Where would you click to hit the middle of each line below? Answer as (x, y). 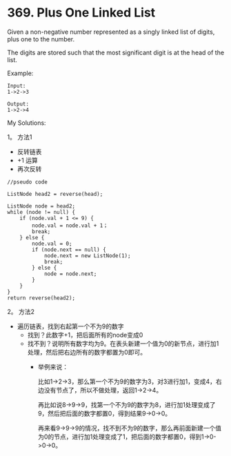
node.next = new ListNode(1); (87, 256)
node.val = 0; (52, 244)
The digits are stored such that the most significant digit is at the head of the (116, 52)
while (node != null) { (41, 212)
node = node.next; (70, 274)
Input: (17, 86)
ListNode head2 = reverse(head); (55, 194)
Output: (18, 104)
